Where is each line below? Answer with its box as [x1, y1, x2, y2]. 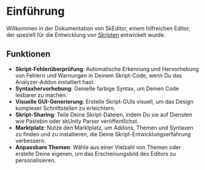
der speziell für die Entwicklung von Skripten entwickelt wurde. [6, 31, 166, 38]
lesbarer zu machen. [15, 91, 67, 99]
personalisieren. [15, 156, 56, 164]
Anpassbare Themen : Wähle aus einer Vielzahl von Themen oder [15, 143, 181, 151]
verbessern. [15, 137, 46, 144]
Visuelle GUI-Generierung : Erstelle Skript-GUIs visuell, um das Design [15, 98, 194, 105]
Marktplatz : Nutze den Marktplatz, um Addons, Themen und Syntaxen [15, 124, 194, 131]
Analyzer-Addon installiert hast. [15, 78, 95, 85]
